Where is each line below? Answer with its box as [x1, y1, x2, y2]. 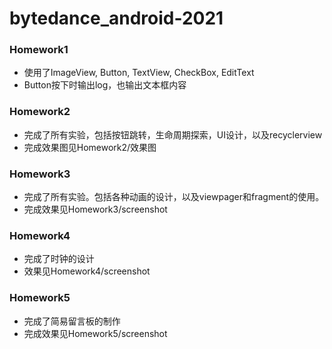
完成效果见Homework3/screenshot [23, 203, 168, 216]
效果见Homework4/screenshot [23, 265, 151, 277]
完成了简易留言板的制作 [23, 315, 121, 327]
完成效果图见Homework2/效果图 [23, 141, 157, 153]
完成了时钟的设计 [23, 253, 95, 265]
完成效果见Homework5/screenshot [23, 327, 168, 339]
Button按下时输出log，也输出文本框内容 [23, 79, 187, 91]
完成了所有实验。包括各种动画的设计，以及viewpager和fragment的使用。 [23, 191, 325, 203]
